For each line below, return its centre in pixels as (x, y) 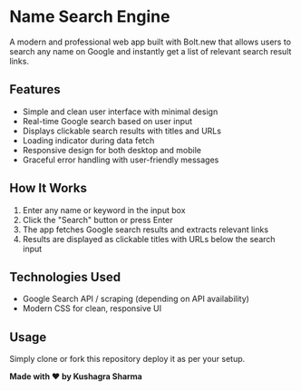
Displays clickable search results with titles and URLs (122, 131)
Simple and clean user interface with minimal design (120, 112)
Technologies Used (65, 277)
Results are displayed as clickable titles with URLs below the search (149, 239)
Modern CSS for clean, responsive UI (92, 308)
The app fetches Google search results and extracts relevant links (146, 230)
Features (35, 89)
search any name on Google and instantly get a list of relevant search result (150, 51)
